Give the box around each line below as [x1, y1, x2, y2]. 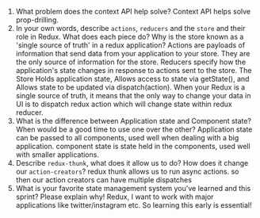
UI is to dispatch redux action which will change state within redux [15, 99, 232, 109]
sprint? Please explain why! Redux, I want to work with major [15, 192, 214, 201]
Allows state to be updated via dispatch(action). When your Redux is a [15, 82, 246, 92]
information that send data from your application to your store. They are [15, 49, 250, 58]
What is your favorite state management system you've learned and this [15, 184, 251, 193]
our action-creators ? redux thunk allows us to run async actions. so [15, 166, 239, 176]
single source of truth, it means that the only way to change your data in [15, 91, 251, 100]
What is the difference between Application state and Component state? [15, 117, 252, 125]
